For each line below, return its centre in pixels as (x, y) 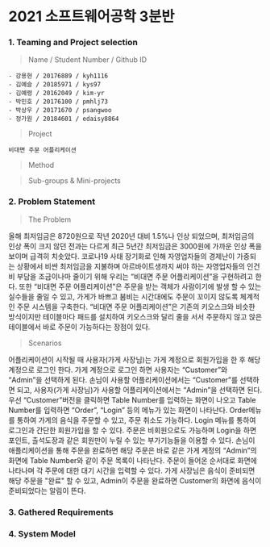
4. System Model (42, 533)
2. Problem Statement (52, 202)
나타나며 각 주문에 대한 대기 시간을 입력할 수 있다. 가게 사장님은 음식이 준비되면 (132, 470)
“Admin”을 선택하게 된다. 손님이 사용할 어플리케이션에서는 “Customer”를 (123, 379)
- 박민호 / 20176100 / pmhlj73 (58, 102)
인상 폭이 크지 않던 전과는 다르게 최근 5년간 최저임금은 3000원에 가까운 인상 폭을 (135, 246)
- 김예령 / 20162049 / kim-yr (56, 94)
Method (41, 165)
